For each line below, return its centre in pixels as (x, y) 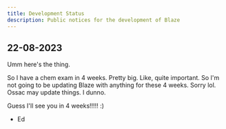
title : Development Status (46, 13)
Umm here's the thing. (39, 64)
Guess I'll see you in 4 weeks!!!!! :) (56, 106)
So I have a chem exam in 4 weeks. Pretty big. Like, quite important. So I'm (113, 78)
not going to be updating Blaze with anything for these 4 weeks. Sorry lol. (112, 85)
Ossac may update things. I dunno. (56, 92)
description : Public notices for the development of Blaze (94, 20)
